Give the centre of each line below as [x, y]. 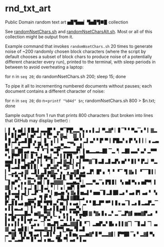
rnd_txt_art [28, 9]
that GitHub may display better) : [38, 120]
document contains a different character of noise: [55, 91]
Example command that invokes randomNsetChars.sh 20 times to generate [79, 46]
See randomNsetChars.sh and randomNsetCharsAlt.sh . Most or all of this [79, 31]
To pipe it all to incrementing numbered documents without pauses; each [79, 86]
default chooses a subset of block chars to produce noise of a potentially [79, 56]
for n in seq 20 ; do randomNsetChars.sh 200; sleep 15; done [65, 76]
